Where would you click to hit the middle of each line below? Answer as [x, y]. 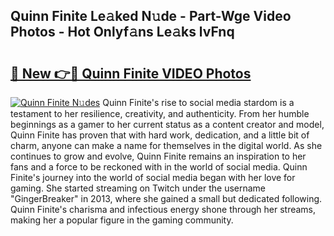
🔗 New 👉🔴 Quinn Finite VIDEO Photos [131, 73]
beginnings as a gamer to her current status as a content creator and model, [167, 124]
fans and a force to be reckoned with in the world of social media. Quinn [159, 167]
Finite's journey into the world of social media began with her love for [153, 177]
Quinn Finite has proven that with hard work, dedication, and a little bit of [160, 135]
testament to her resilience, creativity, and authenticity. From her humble [160, 113]
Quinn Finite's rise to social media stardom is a [198, 102]
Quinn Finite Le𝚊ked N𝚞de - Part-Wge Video [151, 16]
